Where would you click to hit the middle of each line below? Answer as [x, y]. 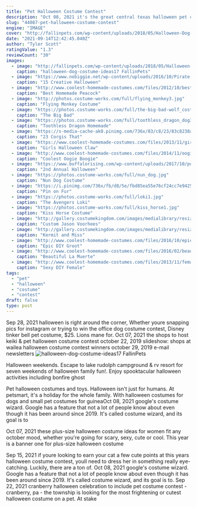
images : [16, 60]
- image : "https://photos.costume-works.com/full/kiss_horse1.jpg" [96, 208]
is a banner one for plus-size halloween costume [65, 444]
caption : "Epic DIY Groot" [50, 246]
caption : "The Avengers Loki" [54, 202]
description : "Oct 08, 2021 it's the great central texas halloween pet [97, 17]
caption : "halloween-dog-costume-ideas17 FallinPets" [84, 72]
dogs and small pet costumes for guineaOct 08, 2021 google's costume [92, 401]
